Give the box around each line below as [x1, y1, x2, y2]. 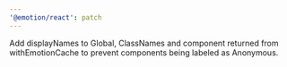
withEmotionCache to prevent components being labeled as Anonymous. [9, 46, 279, 58]
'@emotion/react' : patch [9, 13, 102, 22]
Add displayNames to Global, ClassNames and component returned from [9, 38, 280, 48]
